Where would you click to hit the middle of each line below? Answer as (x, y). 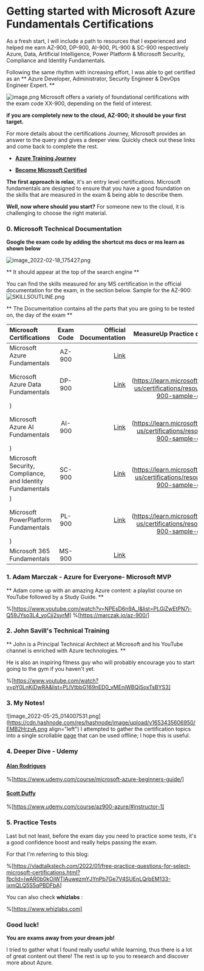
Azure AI (22, 427)
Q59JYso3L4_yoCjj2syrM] (39, 615)
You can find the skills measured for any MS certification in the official (94, 284)
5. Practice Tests (32, 822)
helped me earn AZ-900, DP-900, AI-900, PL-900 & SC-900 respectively (97, 47)
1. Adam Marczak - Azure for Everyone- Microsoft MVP (89, 577)
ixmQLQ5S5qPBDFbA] (34, 885)
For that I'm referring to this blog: (48, 854)
